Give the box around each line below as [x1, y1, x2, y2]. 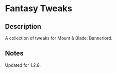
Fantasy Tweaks [5, 3, 72, 14]
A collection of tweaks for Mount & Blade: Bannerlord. [5, 35, 113, 41]
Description [5, 22, 41, 31]
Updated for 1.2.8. [5, 62, 41, 68]
